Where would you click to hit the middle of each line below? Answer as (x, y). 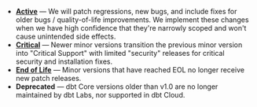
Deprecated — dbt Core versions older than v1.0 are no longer (117, 87)
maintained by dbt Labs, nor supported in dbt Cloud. (100, 95)
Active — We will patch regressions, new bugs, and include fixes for (126, 11)
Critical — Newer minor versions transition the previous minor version (129, 45)
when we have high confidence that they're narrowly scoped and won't (131, 28)
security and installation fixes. (64, 61)
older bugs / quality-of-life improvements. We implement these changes (132, 20)
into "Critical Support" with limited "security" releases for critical (120, 53)
